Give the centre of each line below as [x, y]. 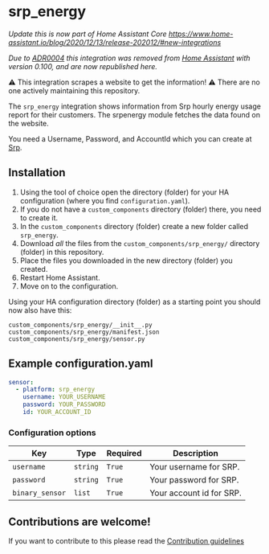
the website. [29, 123]
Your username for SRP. [195, 467]
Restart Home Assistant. [60, 277]
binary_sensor [39, 493]
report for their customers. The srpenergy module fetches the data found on [134, 114]
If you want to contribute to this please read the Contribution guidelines [126, 541]
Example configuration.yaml [81, 364]
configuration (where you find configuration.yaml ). [105, 200]
